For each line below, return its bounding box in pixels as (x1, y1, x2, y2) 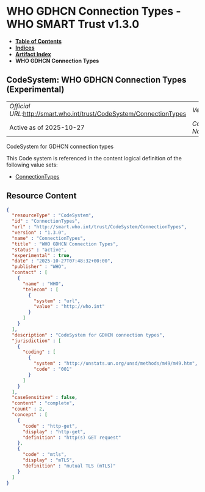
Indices (15, 44, 35, 51)
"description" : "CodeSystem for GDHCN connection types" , (12, 332, 165, 338)
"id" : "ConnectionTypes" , (12, 218, 81, 225)
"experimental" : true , (12, 252, 72, 258)
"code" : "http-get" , (22, 423, 78, 429)
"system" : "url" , (33, 298, 81, 304)
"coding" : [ (22, 349, 56, 356)
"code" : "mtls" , (22, 452, 67, 458)
